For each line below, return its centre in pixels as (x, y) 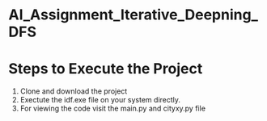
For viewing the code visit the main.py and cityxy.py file (113, 108)
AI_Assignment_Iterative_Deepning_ (133, 15)
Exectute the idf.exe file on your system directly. (100, 100)
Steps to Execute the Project (106, 69)
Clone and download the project (74, 91)
